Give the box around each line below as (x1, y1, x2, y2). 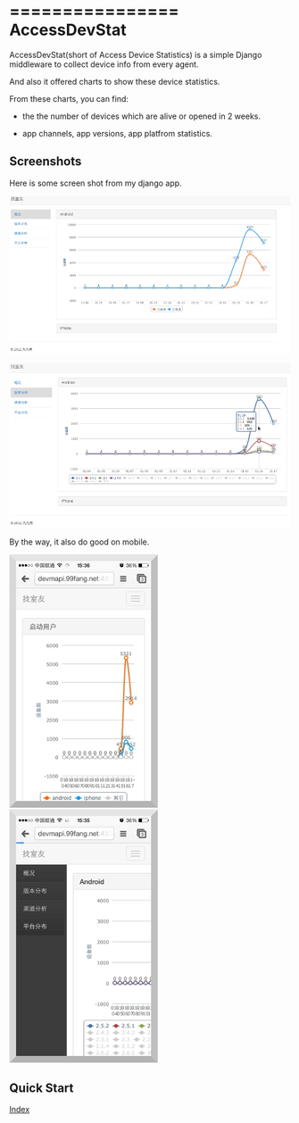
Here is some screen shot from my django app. (9, 178, 182, 188)
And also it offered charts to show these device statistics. (9, 76, 220, 87)
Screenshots (9, 154, 82, 170)
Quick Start (9, 1080, 74, 1095)
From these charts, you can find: (9, 93, 129, 104)
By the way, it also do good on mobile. (9, 537, 150, 547)
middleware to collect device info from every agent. (9, 59, 199, 70)
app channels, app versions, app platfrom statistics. (21, 128, 212, 138)
